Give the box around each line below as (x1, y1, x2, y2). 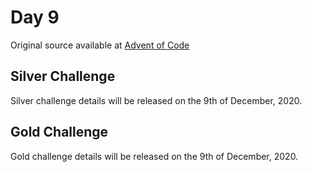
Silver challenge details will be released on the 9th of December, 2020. (10, 94, 303, 106)
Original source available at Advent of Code (10, 39, 190, 51)
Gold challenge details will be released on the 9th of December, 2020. (10, 150, 299, 162)
